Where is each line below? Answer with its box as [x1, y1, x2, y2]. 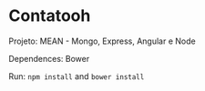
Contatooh [8, 5, 91, 26]
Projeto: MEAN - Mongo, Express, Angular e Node [8, 35, 197, 46]
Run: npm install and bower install [8, 70, 145, 82]
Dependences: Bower [8, 53, 90, 64]
